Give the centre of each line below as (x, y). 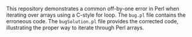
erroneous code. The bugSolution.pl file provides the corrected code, (92, 21)
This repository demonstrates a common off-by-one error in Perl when (93, 9)
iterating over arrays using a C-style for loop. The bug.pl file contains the (96, 15)
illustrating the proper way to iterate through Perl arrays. (75, 27)
